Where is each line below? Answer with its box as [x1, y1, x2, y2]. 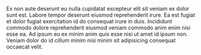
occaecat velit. [6, 43, 44, 50]
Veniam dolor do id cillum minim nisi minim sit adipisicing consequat [6, 37, 176, 44]
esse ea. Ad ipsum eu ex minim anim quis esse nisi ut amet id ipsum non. [6, 30, 188, 38]
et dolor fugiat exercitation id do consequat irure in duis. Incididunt [6, 18, 173, 25]
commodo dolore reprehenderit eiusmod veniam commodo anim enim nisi [6, 24, 191, 31]
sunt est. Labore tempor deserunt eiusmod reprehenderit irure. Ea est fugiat [6, 11, 196, 19]
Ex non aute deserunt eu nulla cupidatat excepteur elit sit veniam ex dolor [6, 5, 189, 12]
